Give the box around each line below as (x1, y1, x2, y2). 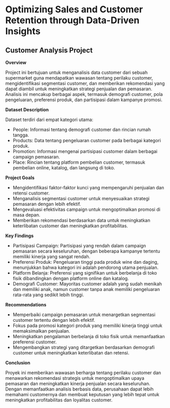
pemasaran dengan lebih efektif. (12, 201, 81, 207)
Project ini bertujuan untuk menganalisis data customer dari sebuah (5, 69, 148, 75)
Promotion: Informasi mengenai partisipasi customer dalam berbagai (12, 148, 158, 154)
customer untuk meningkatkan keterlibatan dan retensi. (12, 350, 130, 356)
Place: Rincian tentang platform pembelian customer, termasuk (12, 159, 145, 165)
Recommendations (5, 302, 47, 307)
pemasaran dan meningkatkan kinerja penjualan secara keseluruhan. (5, 381, 151, 386)
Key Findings (5, 232, 34, 239)
